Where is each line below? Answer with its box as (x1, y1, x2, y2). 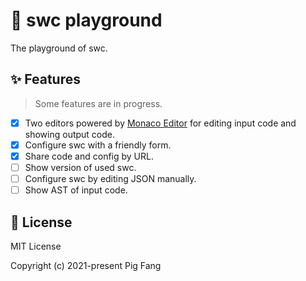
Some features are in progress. (34, 97, 163, 109)
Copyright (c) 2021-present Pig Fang (10, 259, 162, 271)
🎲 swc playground (10, 9, 163, 32)
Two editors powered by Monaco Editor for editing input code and (24, 117, 297, 129)
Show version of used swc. (24, 161, 137, 173)
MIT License (10, 240, 62, 252)
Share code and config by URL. (24, 150, 154, 162)
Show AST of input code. (24, 184, 128, 196)
